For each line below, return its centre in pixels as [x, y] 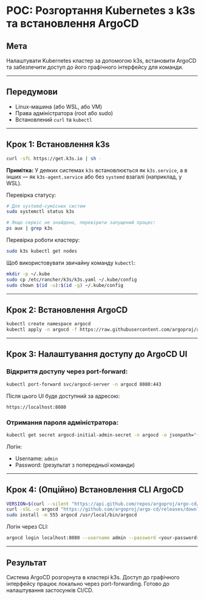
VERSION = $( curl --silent [38, 504]
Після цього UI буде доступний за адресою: [63, 396]
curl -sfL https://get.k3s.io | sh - [54, 158]
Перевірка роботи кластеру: [43, 240]
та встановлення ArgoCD [73, 23]
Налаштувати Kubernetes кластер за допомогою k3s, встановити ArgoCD [101, 61]
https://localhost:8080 [36, 407]
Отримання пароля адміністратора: [63, 422]
